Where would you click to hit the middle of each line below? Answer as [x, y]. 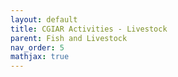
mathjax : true [40, 57]
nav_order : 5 [37, 47]
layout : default [44, 19]
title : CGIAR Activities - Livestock [89, 29]
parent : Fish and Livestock [69, 38]
